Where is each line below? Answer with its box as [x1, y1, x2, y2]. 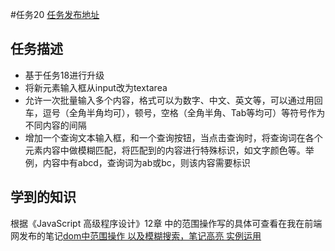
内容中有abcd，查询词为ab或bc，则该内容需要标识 [42, 156, 251, 168]
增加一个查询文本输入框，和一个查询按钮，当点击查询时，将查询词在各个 [24, 131, 323, 143]
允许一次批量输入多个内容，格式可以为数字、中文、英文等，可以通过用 [24, 94, 315, 106]
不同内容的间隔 [24, 119, 87, 131]
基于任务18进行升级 [24, 69, 105, 81]
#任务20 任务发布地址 [10, 9, 100, 20]
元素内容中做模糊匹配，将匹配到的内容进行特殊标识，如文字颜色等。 [24, 144, 306, 156]
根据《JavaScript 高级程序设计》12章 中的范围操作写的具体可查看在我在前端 [10, 217, 323, 229]
